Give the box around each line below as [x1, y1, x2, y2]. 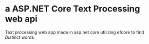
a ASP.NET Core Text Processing [5, 3, 140, 14]
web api [5, 13, 37, 24]
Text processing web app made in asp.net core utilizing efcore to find [5, 29, 145, 35]
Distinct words [5, 34, 34, 40]
